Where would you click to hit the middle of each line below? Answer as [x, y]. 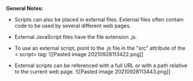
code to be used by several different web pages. [73, 26]
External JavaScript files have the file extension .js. [76, 37]
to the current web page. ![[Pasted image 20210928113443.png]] [92, 71]
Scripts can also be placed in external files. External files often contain [99, 19]
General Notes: [25, 8]
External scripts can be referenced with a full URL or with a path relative [101, 65]
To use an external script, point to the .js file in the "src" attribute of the [100, 48]
